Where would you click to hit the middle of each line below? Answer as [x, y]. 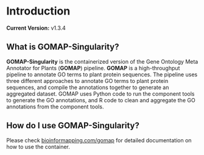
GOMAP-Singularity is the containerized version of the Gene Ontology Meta [102, 61]
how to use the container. [38, 147]
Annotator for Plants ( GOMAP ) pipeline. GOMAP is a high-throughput [93, 68]
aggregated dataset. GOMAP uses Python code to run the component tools [100, 94]
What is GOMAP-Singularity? [63, 47]
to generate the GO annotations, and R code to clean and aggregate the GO [101, 100]
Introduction [38, 11]
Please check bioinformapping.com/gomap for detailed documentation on [99, 140]
